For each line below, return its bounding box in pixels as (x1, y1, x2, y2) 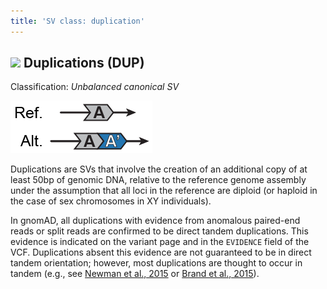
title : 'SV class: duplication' (10, 16, 145, 26)
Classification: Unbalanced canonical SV (10, 81, 180, 93)
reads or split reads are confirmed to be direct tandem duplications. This (10, 225, 309, 237)
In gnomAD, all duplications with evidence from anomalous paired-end (10, 215, 301, 227)
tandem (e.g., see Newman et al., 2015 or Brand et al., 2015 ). (10, 268, 260, 280)
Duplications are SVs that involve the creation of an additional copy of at (10, 163, 308, 175)
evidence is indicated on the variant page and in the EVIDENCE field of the (10, 236, 310, 248)
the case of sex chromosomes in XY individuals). (10, 195, 212, 207)
